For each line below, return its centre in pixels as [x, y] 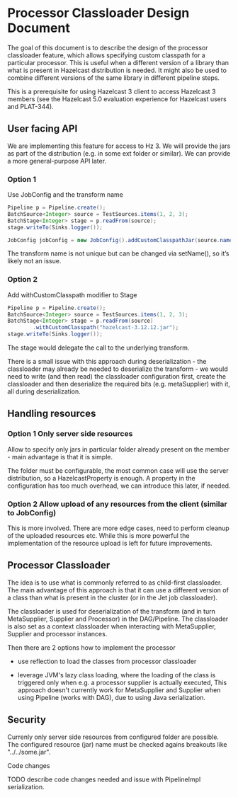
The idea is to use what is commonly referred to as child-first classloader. [115, 583]
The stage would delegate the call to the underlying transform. [98, 348]
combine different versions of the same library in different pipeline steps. [114, 78]
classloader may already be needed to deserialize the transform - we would [118, 369]
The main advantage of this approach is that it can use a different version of [118, 590]
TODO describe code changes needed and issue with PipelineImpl [104, 779]
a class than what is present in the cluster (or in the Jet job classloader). [113, 597]
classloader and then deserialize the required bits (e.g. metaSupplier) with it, [119, 384]
